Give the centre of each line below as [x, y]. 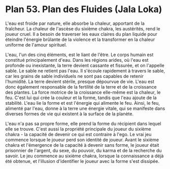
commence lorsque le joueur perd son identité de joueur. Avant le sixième [82, 140]
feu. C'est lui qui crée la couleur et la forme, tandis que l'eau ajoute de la [81, 98]
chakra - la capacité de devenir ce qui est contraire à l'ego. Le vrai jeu [78, 134]
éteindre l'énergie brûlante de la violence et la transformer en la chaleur [80, 39]
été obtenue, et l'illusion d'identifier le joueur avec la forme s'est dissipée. [82, 161]
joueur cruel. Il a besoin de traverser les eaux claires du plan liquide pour [81, 34]
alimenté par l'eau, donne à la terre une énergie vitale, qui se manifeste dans [85, 108]
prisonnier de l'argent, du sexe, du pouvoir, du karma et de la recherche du [83, 150]
